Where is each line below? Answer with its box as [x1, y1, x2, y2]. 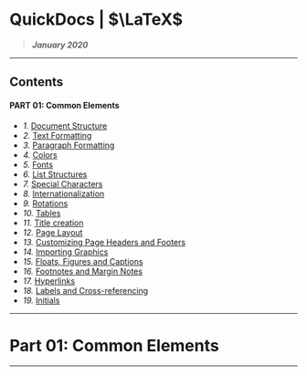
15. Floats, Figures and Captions [22, 256, 143, 266]
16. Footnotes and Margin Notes [22, 266, 143, 277]
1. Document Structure [22, 120, 108, 131]
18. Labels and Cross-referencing [22, 285, 149, 296]
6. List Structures [22, 169, 88, 180]
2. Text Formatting [22, 130, 92, 141]
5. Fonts [22, 159, 53, 170]
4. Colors [22, 149, 58, 160]
